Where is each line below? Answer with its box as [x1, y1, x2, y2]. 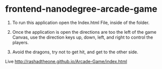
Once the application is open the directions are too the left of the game [12, 29, 157, 35]
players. [12, 39, 29, 45]
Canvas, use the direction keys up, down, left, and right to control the [12, 34, 153, 40]
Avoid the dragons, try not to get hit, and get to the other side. [12, 49, 138, 55]
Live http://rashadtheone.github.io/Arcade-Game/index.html [5, 58, 127, 64]
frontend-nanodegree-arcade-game [5, 3, 158, 15]
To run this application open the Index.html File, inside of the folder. [12, 20, 150, 25]
